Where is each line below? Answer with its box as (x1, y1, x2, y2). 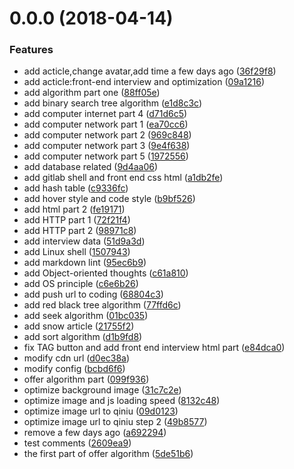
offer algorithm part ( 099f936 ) (23, 373, 150, 386)
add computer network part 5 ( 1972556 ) (23, 150, 189, 162)
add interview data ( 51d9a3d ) (23, 235, 146, 247)
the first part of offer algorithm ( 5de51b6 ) (23, 448, 194, 460)
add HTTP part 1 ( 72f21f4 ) (23, 214, 131, 226)
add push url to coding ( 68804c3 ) (23, 288, 164, 301)
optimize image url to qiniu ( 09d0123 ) (23, 405, 179, 417)
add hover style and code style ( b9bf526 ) (23, 193, 196, 205)
